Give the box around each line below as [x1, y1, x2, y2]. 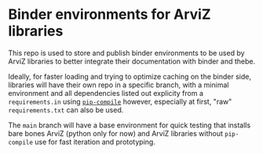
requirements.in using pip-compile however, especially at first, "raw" [8, 97, 232, 106]
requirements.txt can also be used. [8, 104, 124, 115]
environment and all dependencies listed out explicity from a [8, 88, 204, 97]
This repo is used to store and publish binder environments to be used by [8, 48, 245, 57]
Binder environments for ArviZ [8, 5, 211, 24]
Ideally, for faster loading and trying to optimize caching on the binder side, [8, 71, 252, 81]
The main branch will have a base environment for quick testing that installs [8, 120, 251, 130]
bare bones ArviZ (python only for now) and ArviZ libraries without [8, 128, 224, 138]
